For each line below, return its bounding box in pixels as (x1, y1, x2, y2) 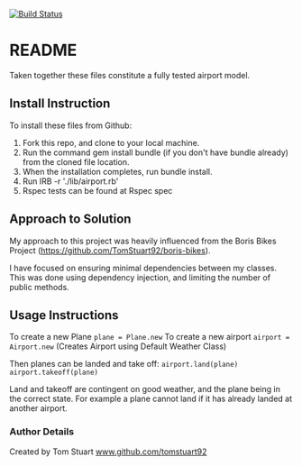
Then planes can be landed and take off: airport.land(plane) (9, 359, 239, 370)
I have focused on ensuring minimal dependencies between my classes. (9, 262, 278, 273)
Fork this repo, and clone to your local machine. (22, 137, 200, 148)
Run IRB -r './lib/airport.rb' (22, 176, 119, 187)
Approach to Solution (9, 212, 132, 227)
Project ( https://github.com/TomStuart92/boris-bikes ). (9, 244, 211, 256)
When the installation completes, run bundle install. (22, 166, 214, 177)
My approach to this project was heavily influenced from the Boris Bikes (9, 235, 277, 246)
